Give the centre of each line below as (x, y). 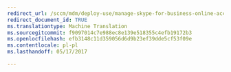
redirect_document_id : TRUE (47, 20)
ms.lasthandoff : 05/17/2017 (47, 52)
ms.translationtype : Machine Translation (67, 26)
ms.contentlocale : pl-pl (43, 45)
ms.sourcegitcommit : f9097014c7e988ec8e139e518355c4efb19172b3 (100, 33)
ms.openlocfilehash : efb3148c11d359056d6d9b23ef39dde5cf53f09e (100, 39)
